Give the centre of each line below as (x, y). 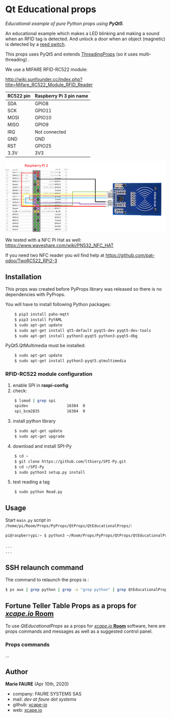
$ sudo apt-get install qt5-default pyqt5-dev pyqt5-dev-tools (83, 330)
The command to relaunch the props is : (47, 580)
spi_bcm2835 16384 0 (50, 412)
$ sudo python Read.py (38, 492)
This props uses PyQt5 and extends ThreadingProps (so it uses (72, 54)
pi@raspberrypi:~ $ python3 (35, 536)
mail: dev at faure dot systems (45, 699)
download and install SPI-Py (42, 446)
